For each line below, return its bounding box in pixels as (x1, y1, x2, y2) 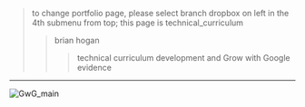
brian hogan (54, 35, 100, 45)
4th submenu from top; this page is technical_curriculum (31, 17, 243, 28)
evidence (76, 63, 112, 73)
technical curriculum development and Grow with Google (76, 53, 290, 63)
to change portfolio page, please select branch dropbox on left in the (31, 8, 290, 18)
